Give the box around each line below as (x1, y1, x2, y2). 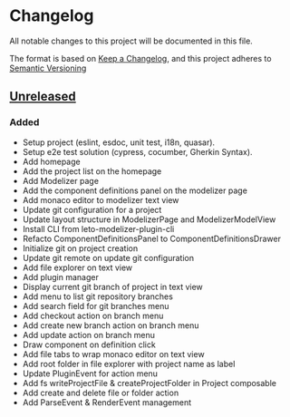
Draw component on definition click (22, 339, 156, 350)
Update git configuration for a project (22, 204, 162, 215)
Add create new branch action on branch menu (22, 319, 199, 331)
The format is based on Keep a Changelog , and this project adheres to (9, 53, 272, 63)
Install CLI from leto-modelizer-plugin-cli (22, 223, 175, 234)
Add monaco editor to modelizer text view (22, 194, 179, 205)
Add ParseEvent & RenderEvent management (22, 396, 192, 408)
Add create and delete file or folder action (22, 387, 179, 398)
